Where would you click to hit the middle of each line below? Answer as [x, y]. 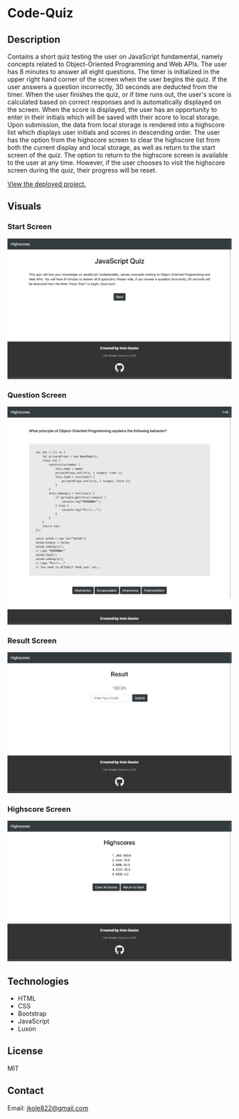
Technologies [38, 981]
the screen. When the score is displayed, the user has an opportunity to [112, 109]
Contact [26, 1091]
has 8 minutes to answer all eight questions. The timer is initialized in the [114, 72]
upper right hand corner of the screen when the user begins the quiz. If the [117, 79]
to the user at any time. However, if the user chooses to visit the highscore [116, 163]
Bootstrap [32, 1013]
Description [34, 40]
